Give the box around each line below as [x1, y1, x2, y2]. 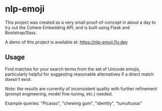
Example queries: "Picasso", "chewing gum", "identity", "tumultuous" [5, 100, 143, 106]
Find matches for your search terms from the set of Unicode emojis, [5, 66, 140, 72]
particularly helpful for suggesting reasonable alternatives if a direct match [5, 71, 154, 77]
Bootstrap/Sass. [5, 30, 37, 35]
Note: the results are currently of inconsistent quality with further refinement [5, 86, 157, 92]
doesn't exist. [5, 76, 32, 82]
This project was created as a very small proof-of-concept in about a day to [5, 19, 156, 25]
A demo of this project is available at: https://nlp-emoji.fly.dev [5, 39, 128, 45]
